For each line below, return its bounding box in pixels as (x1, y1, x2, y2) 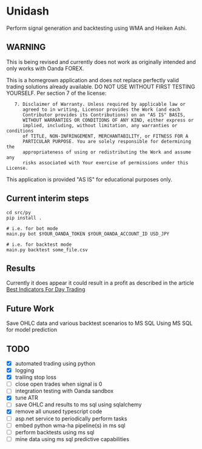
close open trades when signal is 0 (15, 380, 103, 388)
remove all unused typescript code (15, 408, 103, 415)
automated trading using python (15, 360, 96, 367)
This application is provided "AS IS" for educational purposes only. (6, 175, 173, 183)
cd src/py (6, 209, 32, 215)
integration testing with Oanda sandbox (15, 388, 114, 395)
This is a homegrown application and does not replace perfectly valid (6, 76, 179, 83)
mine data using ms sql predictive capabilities (15, 435, 129, 442)
